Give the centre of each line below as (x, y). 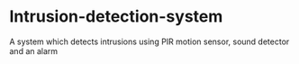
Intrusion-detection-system (116, 17)
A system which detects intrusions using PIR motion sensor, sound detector (149, 41)
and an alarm (34, 50)
